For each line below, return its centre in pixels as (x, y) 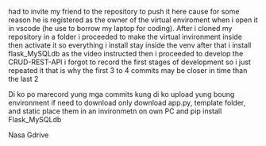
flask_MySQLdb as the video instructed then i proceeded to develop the (126, 54)
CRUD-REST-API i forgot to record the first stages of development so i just (130, 62)
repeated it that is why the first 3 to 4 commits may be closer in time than (128, 70)
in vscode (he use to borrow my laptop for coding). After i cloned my (120, 28)
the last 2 (23, 79)
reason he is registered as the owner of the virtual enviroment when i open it (133, 20)
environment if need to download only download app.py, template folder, (127, 103)
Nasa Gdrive (29, 135)
